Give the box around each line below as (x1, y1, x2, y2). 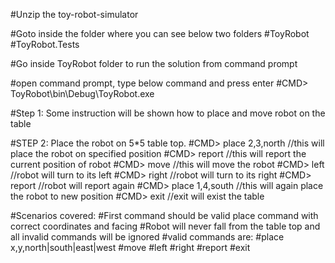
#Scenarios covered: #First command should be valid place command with (10, 210, 319, 221)
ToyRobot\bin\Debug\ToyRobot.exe (10, 88, 155, 99)
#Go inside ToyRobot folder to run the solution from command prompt (10, 58, 298, 69)
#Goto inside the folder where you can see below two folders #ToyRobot (10, 28, 310, 39)
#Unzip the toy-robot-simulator (10, 9, 139, 20)
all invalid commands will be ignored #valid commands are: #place (10, 231, 285, 243)
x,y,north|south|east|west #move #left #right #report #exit (10, 242, 251, 253)
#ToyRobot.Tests (10, 39, 80, 50)
